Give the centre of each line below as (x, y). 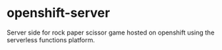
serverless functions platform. (51, 39)
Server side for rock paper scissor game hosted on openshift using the (111, 32)
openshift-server (59, 13)
